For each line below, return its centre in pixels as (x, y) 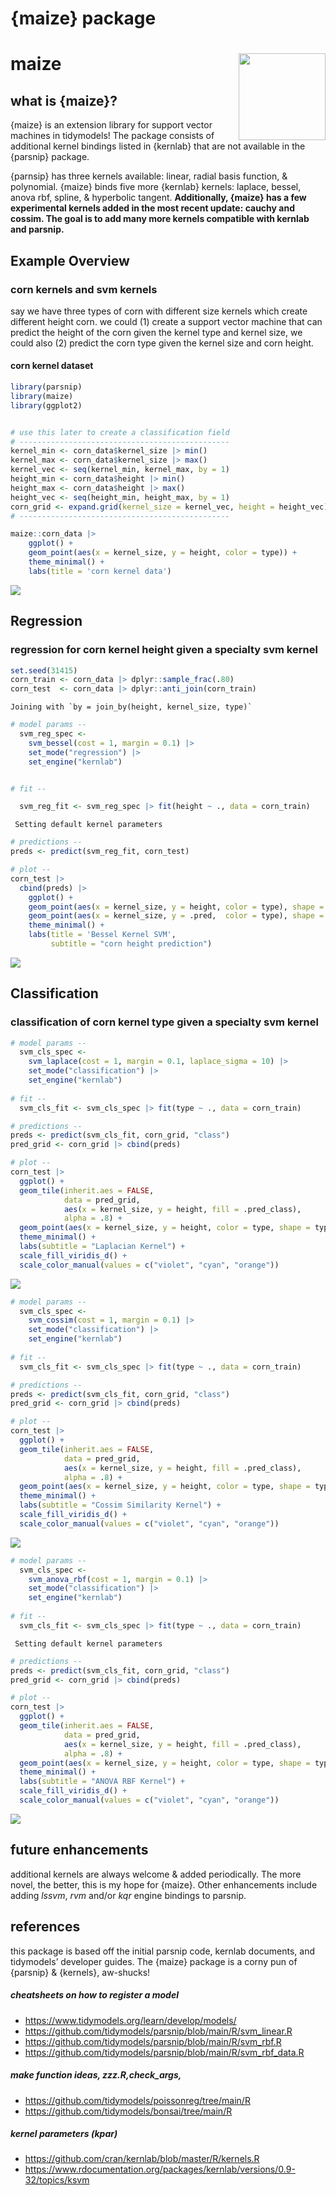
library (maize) (42, 396)
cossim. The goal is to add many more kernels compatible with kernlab (160, 219)
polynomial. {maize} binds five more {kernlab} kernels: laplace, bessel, (156, 187)
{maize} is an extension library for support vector (111, 125)
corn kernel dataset (52, 366)
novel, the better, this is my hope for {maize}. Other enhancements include (164, 1884)
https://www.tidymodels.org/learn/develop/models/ (130, 2020)
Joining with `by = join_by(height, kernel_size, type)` (131, 707)
